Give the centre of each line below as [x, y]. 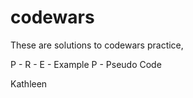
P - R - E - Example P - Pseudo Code [86, 64]
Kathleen [29, 83]
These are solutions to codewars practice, [97, 45]
